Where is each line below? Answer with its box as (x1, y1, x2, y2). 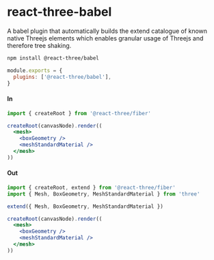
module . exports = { (7, 67, 63, 74)
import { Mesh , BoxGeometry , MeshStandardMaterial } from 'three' (7, 190, 200, 198)
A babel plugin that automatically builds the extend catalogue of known (7, 27, 207, 35)
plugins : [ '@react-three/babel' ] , (13, 73, 111, 80)
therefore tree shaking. (7, 41, 72, 49)
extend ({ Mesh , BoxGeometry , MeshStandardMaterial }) (7, 203, 164, 210)
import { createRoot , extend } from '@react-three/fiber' (7, 184, 176, 191)
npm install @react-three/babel (7, 54, 99, 62)
